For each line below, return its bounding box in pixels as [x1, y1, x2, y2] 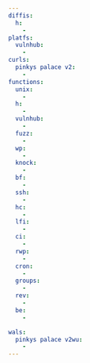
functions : [8, 78, 44, 86]
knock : [15, 159, 37, 167]
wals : [8, 328, 26, 336]
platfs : [8, 33, 34, 42]
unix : [15, 85, 34, 94]
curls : [8, 56, 30, 64]
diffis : [8, 11, 34, 20]
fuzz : [15, 129, 34, 137]
